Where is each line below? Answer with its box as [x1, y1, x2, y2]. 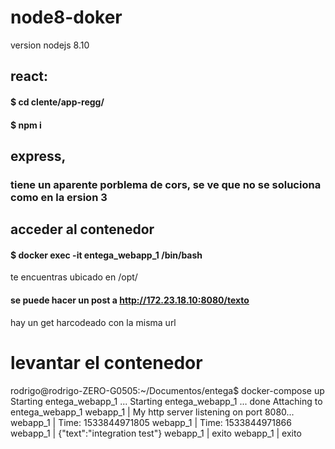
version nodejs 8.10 [10, 39, 90, 51]
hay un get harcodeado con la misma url [10, 316, 177, 328]
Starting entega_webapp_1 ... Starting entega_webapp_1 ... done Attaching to [10, 395, 323, 407]
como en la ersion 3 [10, 190, 108, 204]
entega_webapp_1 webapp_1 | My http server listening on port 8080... [10, 406, 295, 418]
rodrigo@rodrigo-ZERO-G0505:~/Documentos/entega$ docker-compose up [10, 384, 325, 396]
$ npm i [10, 119, 42, 131]
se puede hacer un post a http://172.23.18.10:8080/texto [10, 294, 250, 306]
